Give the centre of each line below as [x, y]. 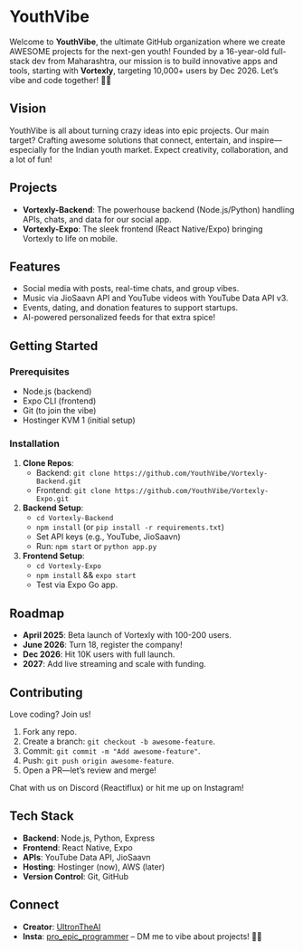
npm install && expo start [86, 575]
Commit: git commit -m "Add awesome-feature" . [111, 751]
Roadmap [37, 613]
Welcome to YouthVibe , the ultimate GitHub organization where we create [147, 42]
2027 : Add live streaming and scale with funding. [114, 664]
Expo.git [52, 499]
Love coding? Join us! [50, 714]
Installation [35, 443]
